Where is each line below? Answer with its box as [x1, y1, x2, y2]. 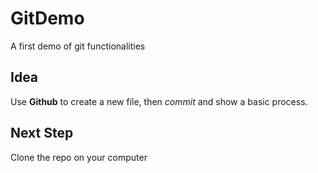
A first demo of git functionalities [10, 40, 146, 52]
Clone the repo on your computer [10, 151, 148, 163]
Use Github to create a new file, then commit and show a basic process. [10, 95, 308, 107]
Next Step [10, 125, 74, 142]
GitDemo [10, 7, 85, 30]
